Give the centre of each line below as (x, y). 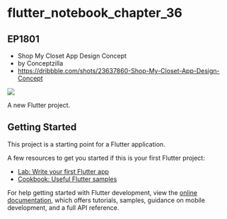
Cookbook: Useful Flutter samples (67, 179)
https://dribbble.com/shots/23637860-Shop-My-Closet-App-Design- (119, 71)
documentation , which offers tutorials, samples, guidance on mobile (106, 200)
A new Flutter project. (39, 105)
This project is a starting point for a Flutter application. (86, 144)
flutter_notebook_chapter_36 (95, 13)
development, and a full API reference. (63, 207)
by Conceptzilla (40, 63)
